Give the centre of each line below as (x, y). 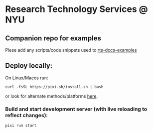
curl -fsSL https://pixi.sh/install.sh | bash (54, 87)
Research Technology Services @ (76, 9)
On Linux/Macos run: (27, 78)
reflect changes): (27, 115)
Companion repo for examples (53, 38)
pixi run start (21, 126)
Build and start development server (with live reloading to (76, 109)
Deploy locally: (29, 66)
